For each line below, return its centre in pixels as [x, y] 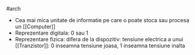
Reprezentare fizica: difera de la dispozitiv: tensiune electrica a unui [99, 39]
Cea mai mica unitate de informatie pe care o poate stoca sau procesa [102, 20]
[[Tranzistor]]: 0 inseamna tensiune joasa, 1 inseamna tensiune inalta [100, 45]
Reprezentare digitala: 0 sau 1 [51, 33]
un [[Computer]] [35, 27]
